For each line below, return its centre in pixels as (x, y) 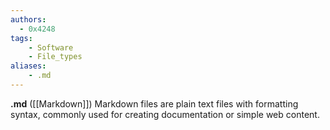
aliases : (28, 66)
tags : (21, 38)
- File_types (55, 57)
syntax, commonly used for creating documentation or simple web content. (165, 114)
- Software (51, 47)
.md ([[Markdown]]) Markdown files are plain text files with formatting (154, 103)
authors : (28, 19)
